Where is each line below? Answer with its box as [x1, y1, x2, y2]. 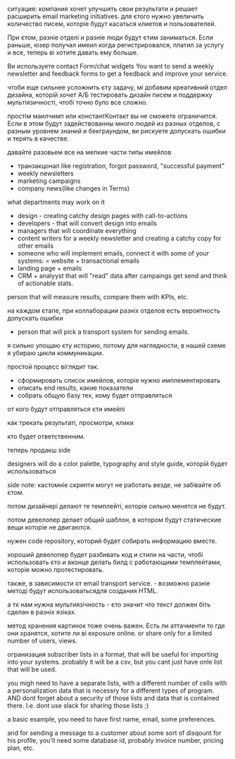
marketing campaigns [17, 177, 81, 185]
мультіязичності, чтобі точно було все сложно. [7, 98, 148, 107]
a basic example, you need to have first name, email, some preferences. [7, 715, 216, 723]
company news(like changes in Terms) [17, 184, 130, 192]
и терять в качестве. [7, 134, 69, 143]
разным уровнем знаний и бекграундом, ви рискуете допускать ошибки [7, 127, 227, 135]
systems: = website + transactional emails [17, 256, 139, 265]
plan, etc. [7, 743, 34, 752]
